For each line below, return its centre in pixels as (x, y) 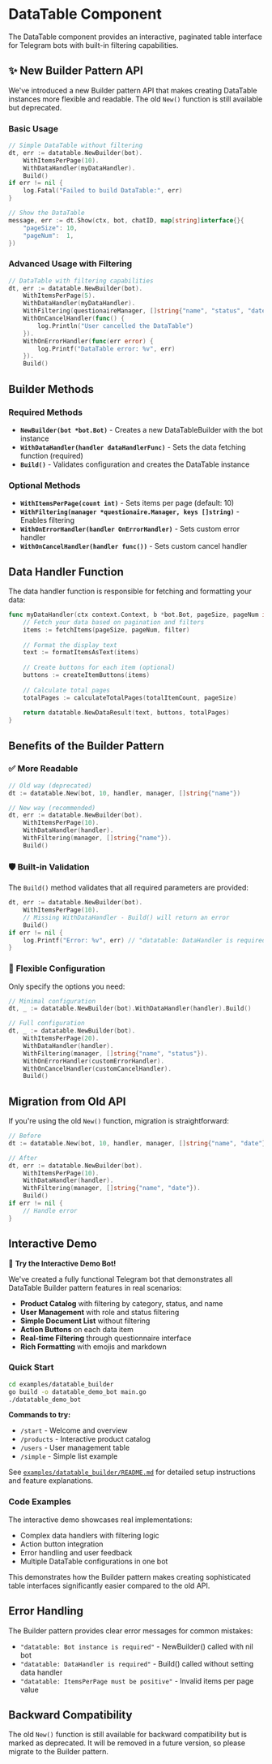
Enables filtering (47, 520)
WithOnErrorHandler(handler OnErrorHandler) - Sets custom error (130, 529)
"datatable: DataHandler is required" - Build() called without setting (137, 1663)
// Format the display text (70, 645)
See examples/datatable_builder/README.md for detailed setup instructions (132, 1472)
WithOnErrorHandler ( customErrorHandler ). (93, 1061)
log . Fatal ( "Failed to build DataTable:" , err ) (103, 191)
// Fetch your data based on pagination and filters (114, 622)
